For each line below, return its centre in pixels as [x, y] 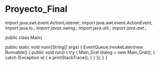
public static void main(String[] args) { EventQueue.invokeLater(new [74, 47]
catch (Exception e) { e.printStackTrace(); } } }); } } [56, 57]
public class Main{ [24, 37]
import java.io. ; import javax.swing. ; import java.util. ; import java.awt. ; [76, 28]
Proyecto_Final [36, 9]
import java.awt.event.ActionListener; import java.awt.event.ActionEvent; [79, 23]
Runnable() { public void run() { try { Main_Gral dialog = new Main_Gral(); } [80, 52]
